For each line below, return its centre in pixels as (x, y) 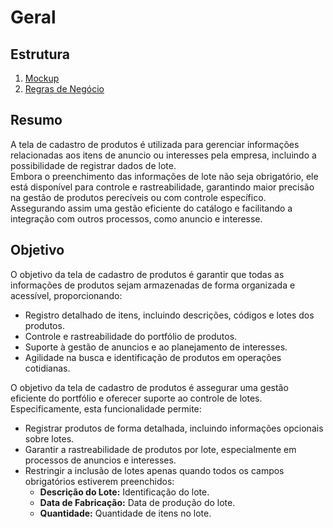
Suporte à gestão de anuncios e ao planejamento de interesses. (156, 347)
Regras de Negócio (64, 89)
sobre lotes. (49, 438)
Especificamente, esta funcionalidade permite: (106, 408)
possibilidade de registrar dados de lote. (93, 165)
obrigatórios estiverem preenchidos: (99, 481)
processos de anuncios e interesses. (100, 460)
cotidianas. (47, 368)
